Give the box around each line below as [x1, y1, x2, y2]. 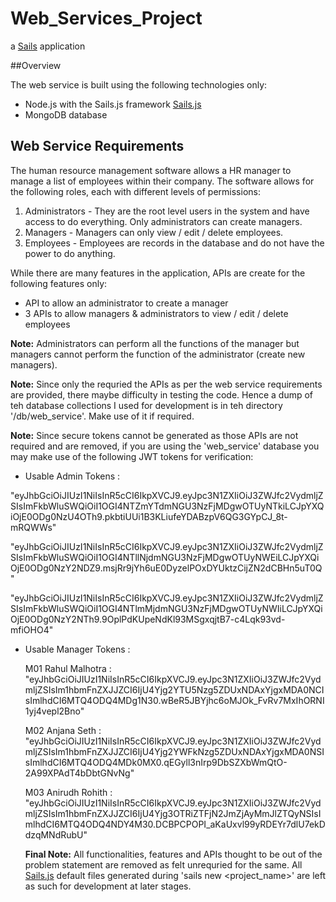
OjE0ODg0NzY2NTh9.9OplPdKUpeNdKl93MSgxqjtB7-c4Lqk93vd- [10, 613, 286, 625]
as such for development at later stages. [24, 880, 192, 892]
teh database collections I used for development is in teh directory [10, 399, 283, 411]
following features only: [10, 277, 108, 289]
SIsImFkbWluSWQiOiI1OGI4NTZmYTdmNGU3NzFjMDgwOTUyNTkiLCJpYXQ [10, 500, 325, 512]
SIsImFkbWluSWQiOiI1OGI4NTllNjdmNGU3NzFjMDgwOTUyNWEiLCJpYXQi [10, 551, 320, 563]
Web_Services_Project [10, 7, 203, 30]
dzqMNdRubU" [24, 828, 88, 841]
